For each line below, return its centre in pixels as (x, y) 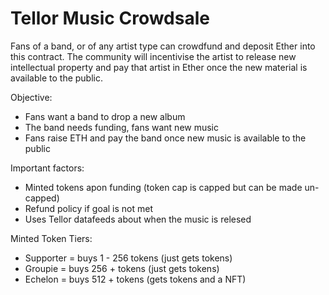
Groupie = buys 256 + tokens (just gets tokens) (122, 268)
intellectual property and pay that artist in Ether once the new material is (159, 67)
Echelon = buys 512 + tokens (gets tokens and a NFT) (135, 279)
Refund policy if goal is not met (89, 208)
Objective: (31, 97)
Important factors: (47, 168)
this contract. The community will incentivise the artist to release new (153, 56)
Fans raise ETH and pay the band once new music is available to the (165, 138)
